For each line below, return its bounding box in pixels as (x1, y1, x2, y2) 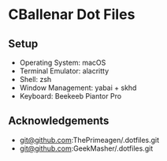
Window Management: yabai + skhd (19, 83, 137, 92)
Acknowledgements (8, 114, 109, 128)
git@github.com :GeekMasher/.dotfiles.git (19, 144, 154, 153)
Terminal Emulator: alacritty (19, 66, 109, 76)
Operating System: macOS (19, 58, 106, 67)
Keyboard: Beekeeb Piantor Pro (19, 92, 122, 100)
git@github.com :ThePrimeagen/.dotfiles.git (19, 135, 160, 144)
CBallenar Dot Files (8, 6, 135, 24)
